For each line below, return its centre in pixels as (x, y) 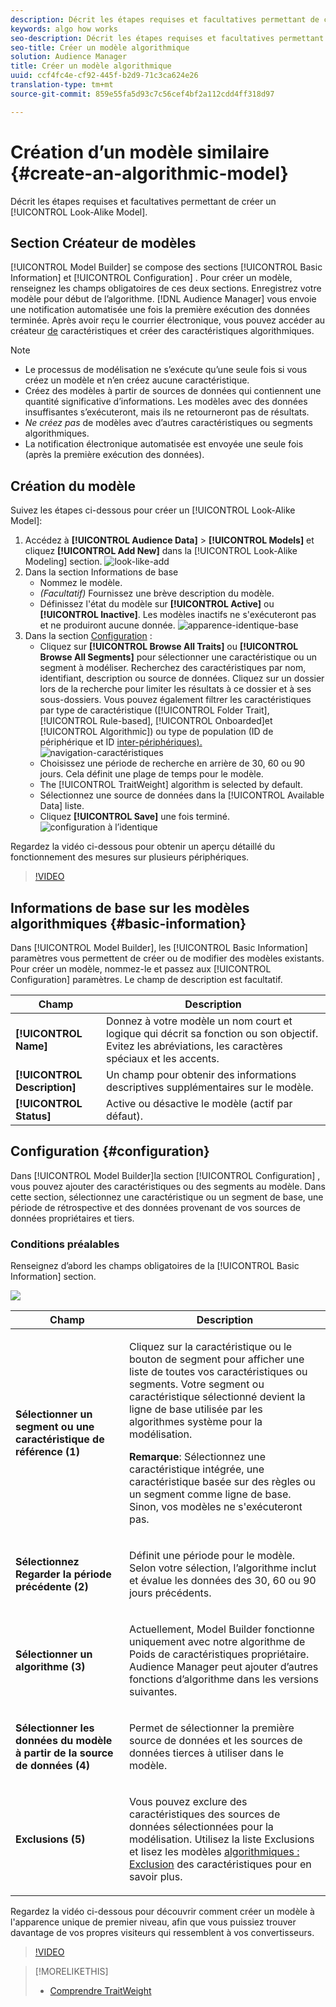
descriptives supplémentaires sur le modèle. (210, 1087)
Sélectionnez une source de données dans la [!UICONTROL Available (182, 795)
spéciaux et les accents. (163, 1058)
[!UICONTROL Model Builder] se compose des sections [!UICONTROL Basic (166, 267)
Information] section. (53, 1277)
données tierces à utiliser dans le (206, 1753)
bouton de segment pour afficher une (216, 1359)
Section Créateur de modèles (103, 242)
